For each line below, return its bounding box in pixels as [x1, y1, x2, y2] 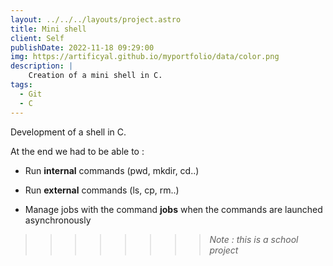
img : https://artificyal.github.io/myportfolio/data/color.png [10, 52, 280, 62]
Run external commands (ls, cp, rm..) [24, 184, 180, 196]
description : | [10, 61, 74, 71]
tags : [10, 80, 33, 90]
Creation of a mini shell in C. [28, 71, 163, 81]
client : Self [10, 33, 65, 43]
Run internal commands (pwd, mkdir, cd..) [24, 164, 200, 176]
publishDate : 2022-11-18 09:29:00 [10, 42, 155, 53]
